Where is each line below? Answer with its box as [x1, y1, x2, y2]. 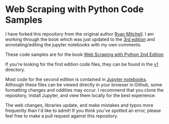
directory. [5, 67, 25, 73]
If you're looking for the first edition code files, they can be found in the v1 [5, 61, 158, 67]
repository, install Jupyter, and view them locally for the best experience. [5, 92, 156, 98]
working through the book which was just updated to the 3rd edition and [5, 36, 155, 42]
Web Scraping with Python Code [5, 4, 144, 15]
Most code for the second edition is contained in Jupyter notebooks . [5, 76, 147, 82]
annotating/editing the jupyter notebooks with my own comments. [5, 41, 142, 47]
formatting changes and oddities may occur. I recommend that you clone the [5, 87, 164, 93]
